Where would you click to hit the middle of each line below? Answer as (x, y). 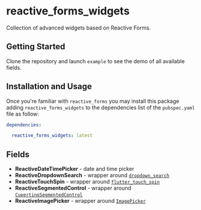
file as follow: (23, 114)
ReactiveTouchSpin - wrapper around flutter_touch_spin (87, 182)
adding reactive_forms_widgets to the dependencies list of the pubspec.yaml (101, 107)
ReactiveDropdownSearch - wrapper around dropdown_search (92, 175)
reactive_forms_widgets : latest (52, 136)
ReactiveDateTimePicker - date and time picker (74, 169)
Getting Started (36, 47)
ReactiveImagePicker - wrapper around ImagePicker (80, 201)
